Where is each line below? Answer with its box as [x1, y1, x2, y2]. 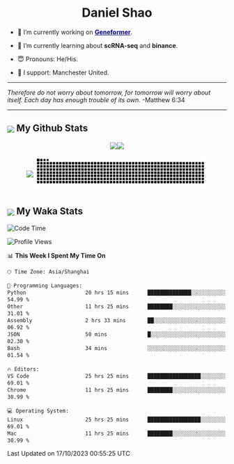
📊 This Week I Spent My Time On [7, 251, 106, 259]
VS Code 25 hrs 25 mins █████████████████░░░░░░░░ [7, 372, 226, 380]
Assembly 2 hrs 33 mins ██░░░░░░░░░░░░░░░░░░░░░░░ [7, 317, 226, 324]
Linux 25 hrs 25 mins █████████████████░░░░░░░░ [7, 416, 226, 423]
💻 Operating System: [7, 407, 70, 415]
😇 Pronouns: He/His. [17, 54, 79, 63]
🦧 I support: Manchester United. [17, 68, 109, 77]
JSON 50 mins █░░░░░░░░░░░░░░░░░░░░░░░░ [7, 330, 226, 338]
